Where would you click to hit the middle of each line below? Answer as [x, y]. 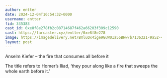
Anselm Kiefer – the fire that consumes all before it [57, 56]
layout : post [19, 42]
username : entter [23, 19]
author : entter [21, 10]
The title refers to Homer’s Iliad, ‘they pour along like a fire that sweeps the [82, 66]
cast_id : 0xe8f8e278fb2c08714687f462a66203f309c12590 [62, 28]
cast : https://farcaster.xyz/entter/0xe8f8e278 [55, 33]
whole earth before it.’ [28, 71]
